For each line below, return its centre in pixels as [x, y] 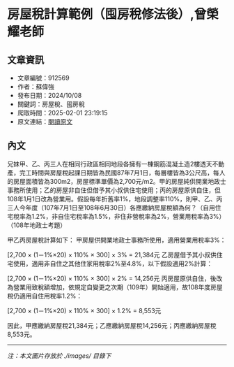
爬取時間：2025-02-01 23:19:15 [62, 113]
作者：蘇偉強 [36, 87]
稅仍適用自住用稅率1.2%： [45, 296]
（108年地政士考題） [37, 225]
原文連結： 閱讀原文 [45, 122]
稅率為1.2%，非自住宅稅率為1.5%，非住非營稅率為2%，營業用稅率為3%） [119, 216]
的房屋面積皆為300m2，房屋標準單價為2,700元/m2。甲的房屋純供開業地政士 [117, 181]
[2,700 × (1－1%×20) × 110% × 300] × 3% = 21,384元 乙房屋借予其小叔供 [112, 254]
